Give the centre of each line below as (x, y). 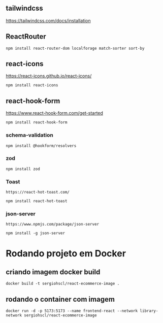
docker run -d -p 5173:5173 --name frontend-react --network (72, 311)
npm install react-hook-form (37, 122)
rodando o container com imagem (60, 299)
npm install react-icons (32, 85)
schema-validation (30, 135)
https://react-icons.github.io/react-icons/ (49, 76)
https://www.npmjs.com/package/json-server (53, 224)
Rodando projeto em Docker (66, 253)
